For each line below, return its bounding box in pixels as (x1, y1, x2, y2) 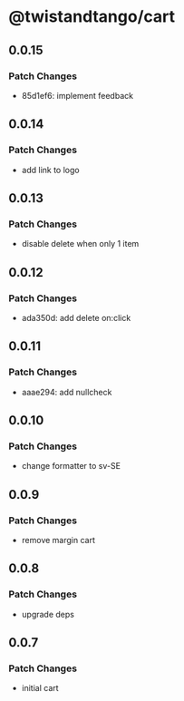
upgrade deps (21, 609, 74, 619)
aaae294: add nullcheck (21, 386, 112, 397)
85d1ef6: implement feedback (21, 90, 133, 101)
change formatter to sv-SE (21, 461, 121, 472)
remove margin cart (21, 535, 96, 545)
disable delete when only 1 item (21, 239, 140, 249)
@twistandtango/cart (8, 6, 176, 27)
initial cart (21, 683, 60, 694)
